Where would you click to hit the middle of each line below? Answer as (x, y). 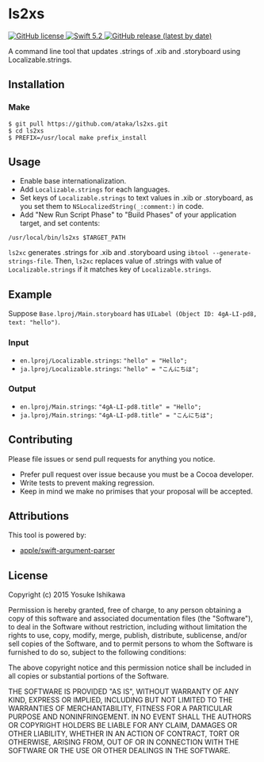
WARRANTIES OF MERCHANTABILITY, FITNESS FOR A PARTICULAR (120, 709)
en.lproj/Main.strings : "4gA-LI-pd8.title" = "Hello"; (111, 406)
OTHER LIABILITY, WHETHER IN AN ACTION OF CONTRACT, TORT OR (124, 734)
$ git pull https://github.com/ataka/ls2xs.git (88, 124)
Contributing (40, 440)
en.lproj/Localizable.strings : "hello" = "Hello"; (103, 360)
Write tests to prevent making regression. (87, 482)
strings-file (30, 262)
